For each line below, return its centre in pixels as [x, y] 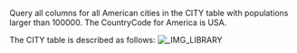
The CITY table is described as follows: [82, 40]
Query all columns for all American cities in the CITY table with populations [149, 13]
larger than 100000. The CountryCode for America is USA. [118, 22]
